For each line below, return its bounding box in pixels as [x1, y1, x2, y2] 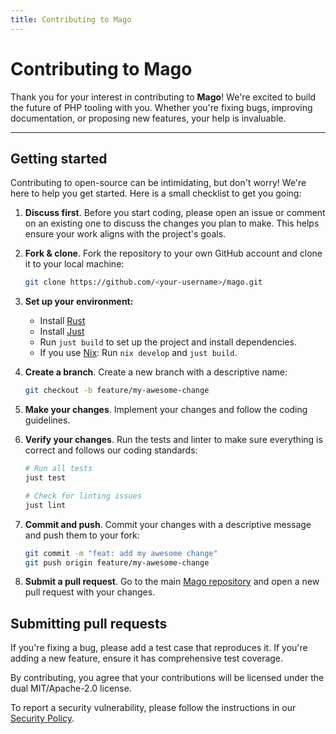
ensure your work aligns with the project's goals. [24, 228, 227, 240]
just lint [24, 500, 67, 510]
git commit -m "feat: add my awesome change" [24, 548, 218, 558]
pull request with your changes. [24, 586, 156, 598]
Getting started [10, 150, 108, 167]
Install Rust [39, 315, 86, 327]
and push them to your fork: [24, 529, 140, 541]
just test [24, 473, 67, 483]
